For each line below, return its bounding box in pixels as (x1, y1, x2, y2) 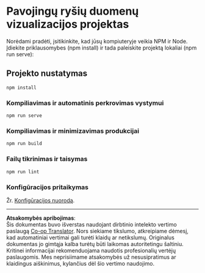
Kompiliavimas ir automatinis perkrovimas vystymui (6, 99, 164, 107)
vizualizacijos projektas (6, 17, 129, 31)
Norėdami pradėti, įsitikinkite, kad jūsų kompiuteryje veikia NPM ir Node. (6, 37, 188, 45)
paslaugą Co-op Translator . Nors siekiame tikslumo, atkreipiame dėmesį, (6, 227, 189, 234)
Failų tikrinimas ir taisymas (6, 155, 88, 163)
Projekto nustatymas (6, 69, 88, 79)
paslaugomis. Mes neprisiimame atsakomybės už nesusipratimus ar (6, 253, 176, 261)
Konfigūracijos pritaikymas (6, 182, 88, 191)
